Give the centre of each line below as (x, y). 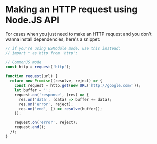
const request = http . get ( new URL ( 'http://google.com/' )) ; (78, 86)
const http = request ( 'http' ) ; (38, 67)
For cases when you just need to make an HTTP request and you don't (78, 34)
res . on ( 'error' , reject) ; (46, 104)
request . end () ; (30, 127)
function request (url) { (31, 76)
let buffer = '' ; (33, 90)
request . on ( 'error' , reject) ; (46, 123)
